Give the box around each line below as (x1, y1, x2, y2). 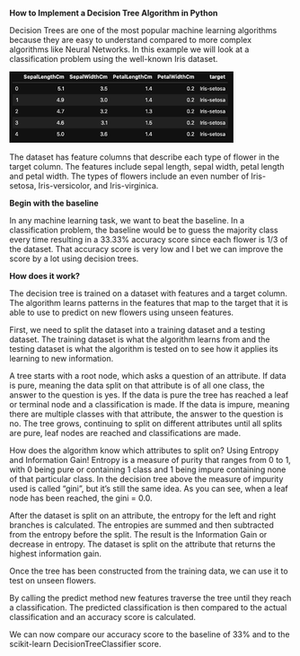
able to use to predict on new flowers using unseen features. (9, 307, 234, 318)
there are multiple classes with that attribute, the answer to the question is (9, 408, 284, 419)
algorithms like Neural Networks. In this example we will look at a (9, 44, 250, 55)
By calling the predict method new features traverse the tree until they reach (9, 592, 292, 603)
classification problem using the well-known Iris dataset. (9, 54, 218, 64)
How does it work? (9, 271, 81, 281)
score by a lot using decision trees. (9, 253, 139, 264)
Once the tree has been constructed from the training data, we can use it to (9, 565, 289, 576)
